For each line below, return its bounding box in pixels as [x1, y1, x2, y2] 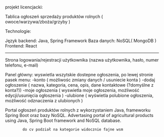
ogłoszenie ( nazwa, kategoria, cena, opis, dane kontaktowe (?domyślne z [5, 82, 154, 88]
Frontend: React [5, 43, 38, 48]
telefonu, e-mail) [5, 62, 39, 68]
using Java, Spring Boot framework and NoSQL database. [5, 117, 122, 123]
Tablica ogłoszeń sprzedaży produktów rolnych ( [5, 14, 103, 19]
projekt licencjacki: [5, 4, 43, 10]
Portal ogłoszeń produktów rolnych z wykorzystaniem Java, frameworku [5, 107, 151, 113]
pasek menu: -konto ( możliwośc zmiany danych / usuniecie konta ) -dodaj [5, 77, 155, 83]
